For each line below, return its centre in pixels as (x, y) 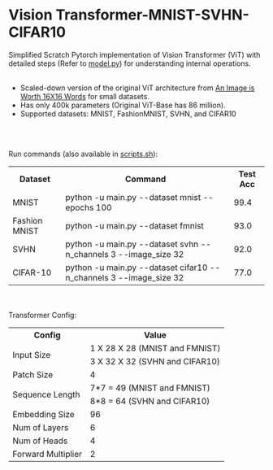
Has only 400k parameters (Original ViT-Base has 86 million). (123, 105)
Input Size (32, 355)
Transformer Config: (43, 315)
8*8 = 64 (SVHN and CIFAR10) (150, 401)
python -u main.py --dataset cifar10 (136, 268)
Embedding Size (43, 414)
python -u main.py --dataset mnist (133, 197)
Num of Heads (40, 441)
